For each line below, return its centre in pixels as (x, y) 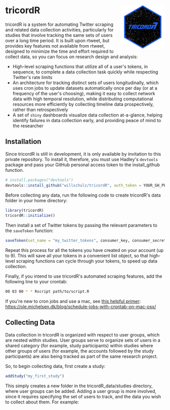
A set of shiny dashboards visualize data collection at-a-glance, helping (88, 115)
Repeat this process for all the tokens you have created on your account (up (84, 250)
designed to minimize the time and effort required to (59, 51)
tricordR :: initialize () (30, 216)
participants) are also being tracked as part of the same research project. (81, 356)
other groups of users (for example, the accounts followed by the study (80, 351)
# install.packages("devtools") (39, 180)
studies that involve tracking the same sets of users (59, 35)
